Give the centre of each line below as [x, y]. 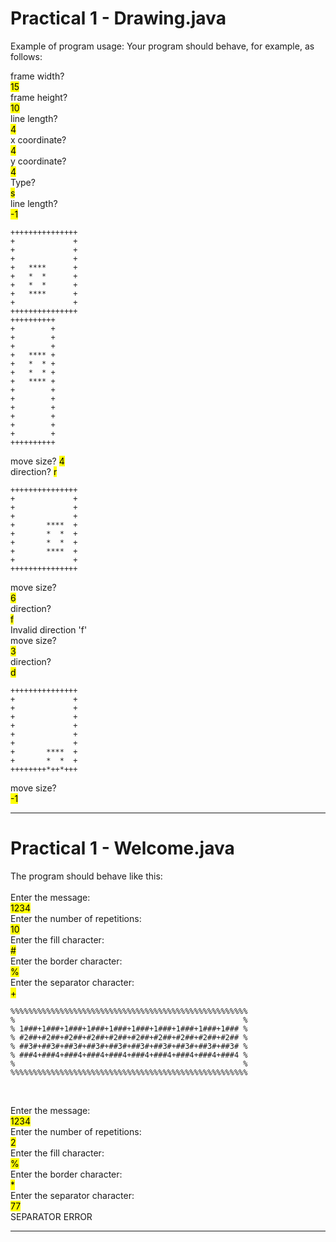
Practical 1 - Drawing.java [118, 18]
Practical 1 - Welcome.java [122, 848]
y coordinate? [38, 161]
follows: [26, 56]
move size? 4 [37, 461]
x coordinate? [38, 139]
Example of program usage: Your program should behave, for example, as [162, 46]
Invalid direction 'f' [49, 629]
